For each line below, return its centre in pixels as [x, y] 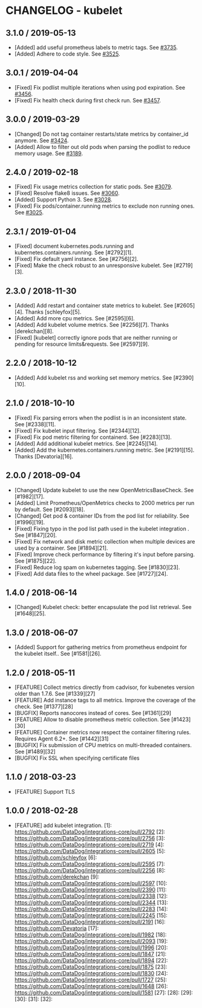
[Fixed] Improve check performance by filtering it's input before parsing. [105, 554]
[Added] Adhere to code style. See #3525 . [67, 54]
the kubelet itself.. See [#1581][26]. [58, 654]
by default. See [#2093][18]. [50, 509]
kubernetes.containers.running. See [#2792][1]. [74, 252]
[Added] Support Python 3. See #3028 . [63, 200]
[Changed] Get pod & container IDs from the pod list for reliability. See [102, 516]
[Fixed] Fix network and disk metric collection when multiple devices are [105, 541]
